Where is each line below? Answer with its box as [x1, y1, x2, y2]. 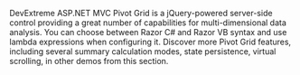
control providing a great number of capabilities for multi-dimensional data [9, 17, 287, 28]
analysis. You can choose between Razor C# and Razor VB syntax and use [9, 27, 287, 37]
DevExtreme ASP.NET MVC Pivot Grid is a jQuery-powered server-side [9, 8, 273, 18]
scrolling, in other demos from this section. [9, 56, 169, 66]
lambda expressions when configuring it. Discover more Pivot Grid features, [9, 36, 292, 47]
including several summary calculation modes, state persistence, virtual [9, 46, 277, 57]
